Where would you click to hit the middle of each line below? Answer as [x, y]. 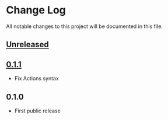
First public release [38, 111]
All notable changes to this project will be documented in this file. [85, 26]
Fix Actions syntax [37, 79]
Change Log [36, 10]
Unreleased [28, 45]
